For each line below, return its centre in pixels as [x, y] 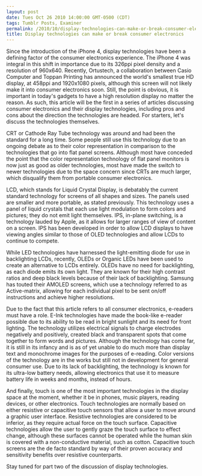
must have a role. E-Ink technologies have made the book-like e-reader [94, 315]
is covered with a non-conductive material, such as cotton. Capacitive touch [101, 442]
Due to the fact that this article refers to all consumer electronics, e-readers [100, 309]
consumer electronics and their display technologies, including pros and [96, 109]
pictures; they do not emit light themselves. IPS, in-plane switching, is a [95, 215]
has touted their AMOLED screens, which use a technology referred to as [97, 285]
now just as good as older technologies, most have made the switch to [93, 165]
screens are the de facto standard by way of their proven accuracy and [94, 448]
